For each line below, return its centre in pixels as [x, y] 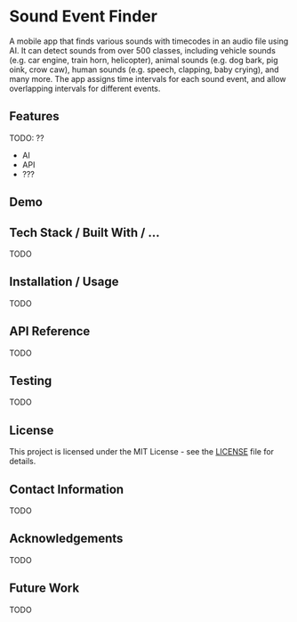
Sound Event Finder [84, 16]
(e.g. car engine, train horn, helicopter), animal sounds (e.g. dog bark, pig [144, 60]
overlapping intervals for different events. [85, 88]
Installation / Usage [64, 282]
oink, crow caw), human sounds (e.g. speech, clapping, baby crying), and [144, 70]
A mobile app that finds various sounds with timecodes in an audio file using [149, 41]
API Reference [50, 331]
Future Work [44, 589]
